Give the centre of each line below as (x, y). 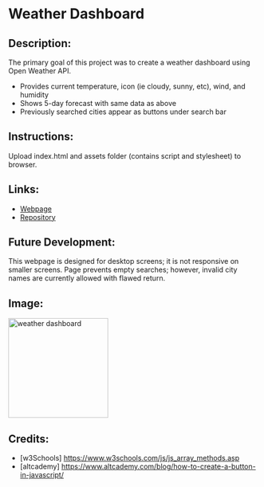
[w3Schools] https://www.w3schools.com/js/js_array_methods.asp (130, 458)
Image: (26, 303)
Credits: (29, 439)
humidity (34, 95)
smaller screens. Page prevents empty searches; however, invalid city (123, 270)
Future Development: (62, 243)
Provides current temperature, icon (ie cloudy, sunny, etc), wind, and (132, 86)
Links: (24, 189)
